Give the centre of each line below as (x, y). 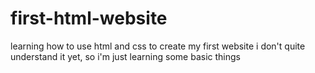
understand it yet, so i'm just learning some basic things (125, 56)
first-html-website (89, 18)
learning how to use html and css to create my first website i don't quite (158, 46)
